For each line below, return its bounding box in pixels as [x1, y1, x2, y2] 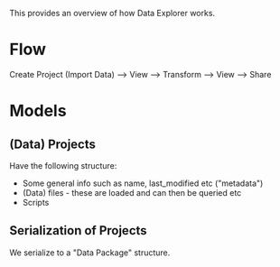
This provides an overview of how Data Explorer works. [9, 8, 215, 18]
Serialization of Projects [9, 223, 147, 238]
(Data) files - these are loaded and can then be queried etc [22, 187, 242, 198]
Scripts [22, 197, 50, 207]
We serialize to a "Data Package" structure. [9, 247, 171, 258]
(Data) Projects [9, 136, 97, 152]
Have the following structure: [9, 160, 117, 170]
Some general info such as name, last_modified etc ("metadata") [22, 178, 264, 189]
